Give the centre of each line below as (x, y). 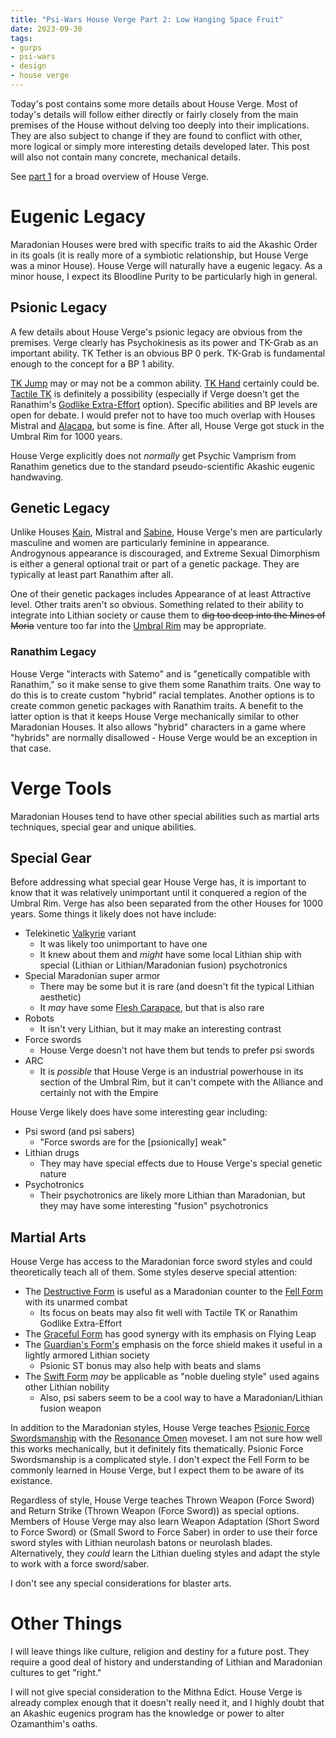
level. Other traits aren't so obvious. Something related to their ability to (157, 605)
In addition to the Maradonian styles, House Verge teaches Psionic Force (160, 1428)
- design (28, 66)
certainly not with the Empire (99, 1093)
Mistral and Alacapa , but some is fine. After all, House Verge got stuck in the (167, 425)
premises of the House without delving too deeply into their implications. (160, 125)
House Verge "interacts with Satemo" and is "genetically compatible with (160, 673)
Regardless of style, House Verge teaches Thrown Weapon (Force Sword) (162, 1500)
